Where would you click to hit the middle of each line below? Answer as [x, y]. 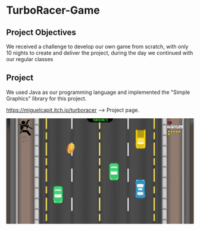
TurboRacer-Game [53, 10]
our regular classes [30, 59]
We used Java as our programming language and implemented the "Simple [98, 92]
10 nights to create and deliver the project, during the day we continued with [100, 53]
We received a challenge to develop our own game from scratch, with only [97, 46]
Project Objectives [41, 32]
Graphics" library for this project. [46, 98]
